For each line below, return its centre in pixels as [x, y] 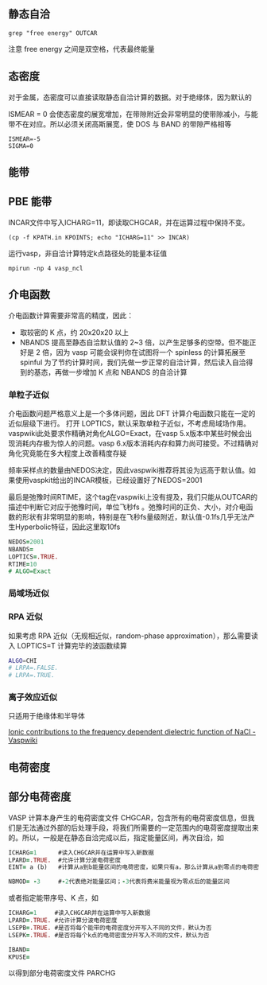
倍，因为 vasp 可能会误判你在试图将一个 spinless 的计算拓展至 [144, 352]
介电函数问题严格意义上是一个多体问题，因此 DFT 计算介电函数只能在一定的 [132, 413]
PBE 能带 [30, 202]
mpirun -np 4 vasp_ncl [46, 268]
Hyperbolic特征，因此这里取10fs [68, 527]
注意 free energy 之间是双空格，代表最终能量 [81, 49]
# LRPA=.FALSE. [33, 668]
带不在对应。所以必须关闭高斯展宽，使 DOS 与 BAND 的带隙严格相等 [120, 124]
